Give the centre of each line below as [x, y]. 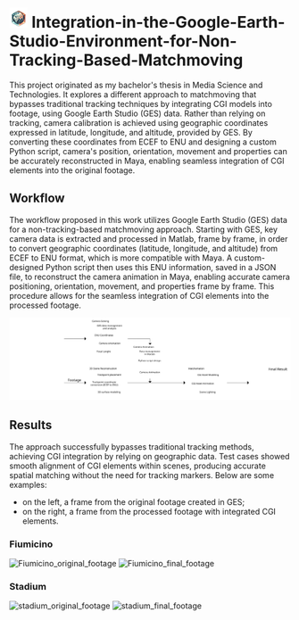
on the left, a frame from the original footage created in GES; [133, 501]
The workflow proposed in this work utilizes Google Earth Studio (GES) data [149, 219]
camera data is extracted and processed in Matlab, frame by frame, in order [149, 238]
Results [31, 425]
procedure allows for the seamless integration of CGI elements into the [139, 295]
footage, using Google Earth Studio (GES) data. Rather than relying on [137, 113]
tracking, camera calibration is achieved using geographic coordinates [139, 122]
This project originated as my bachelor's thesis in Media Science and [136, 85]
